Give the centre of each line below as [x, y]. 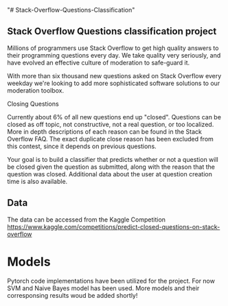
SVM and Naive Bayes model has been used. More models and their [103, 288]
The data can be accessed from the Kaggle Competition [87, 220]
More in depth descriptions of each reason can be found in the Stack [105, 131]
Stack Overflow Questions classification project [112, 31]
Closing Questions [33, 104]
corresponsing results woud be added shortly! [72, 295]
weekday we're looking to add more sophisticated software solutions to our [114, 83]
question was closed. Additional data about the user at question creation [110, 174]
